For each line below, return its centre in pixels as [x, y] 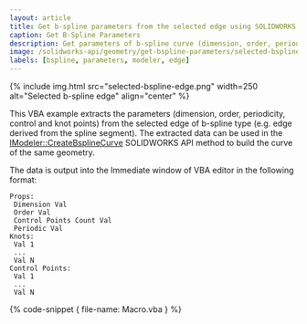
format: [23, 180]
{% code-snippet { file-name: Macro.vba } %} [96, 309]
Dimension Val [40, 204]
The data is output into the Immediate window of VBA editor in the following [152, 170]
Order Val [32, 213]
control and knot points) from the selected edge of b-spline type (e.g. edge [151, 123]
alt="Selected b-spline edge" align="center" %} [100, 96]
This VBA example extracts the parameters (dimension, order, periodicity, [148, 114]
